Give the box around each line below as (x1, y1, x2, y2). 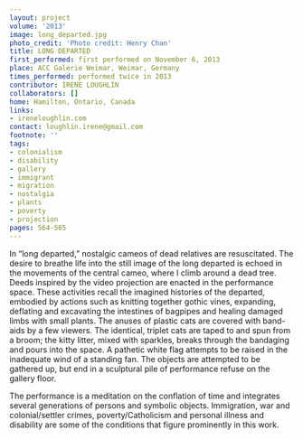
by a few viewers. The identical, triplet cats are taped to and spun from (26, 324, 291, 335)
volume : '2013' (9, 22, 67, 31)
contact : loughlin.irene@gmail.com (9, 123, 144, 132)
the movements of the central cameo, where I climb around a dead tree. (9, 267, 277, 278)
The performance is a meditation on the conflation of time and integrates (9, 390, 280, 401)
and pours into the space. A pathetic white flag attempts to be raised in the (9, 344, 288, 355)
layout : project (9, 13, 71, 23)
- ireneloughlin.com (9, 114, 88, 123)
